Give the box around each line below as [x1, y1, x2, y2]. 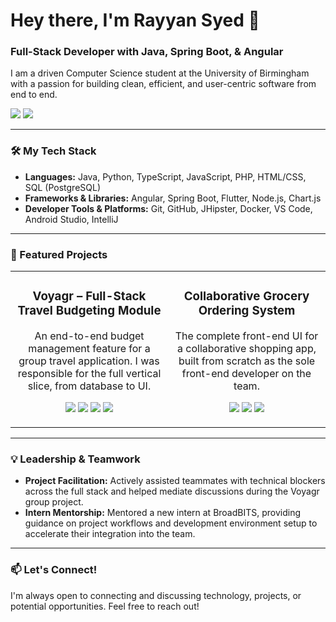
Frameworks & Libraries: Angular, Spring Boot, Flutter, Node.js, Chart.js [24, 192, 322, 204]
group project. [24, 496, 84, 508]
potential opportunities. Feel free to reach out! [10, 600, 200, 612]
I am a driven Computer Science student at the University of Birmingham [10, 67, 310, 79]
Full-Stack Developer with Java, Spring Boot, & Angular [10, 45, 284, 59]
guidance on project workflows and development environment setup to [24, 517, 318, 529]
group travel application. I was [18, 354, 160, 368]
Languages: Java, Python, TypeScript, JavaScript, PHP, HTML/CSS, [24, 170, 307, 183]
